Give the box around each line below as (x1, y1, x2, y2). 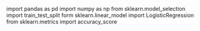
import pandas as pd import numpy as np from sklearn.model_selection (6, 5, 186, 12)
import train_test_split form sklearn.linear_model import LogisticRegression (6, 12, 194, 19)
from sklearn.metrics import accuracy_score (6, 18, 118, 25)
